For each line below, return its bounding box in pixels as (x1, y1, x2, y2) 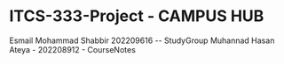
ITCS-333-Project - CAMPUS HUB (9, 6, 264, 26)
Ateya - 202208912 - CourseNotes (9, 44, 136, 54)
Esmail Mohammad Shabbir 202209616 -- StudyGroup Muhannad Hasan (9, 35, 275, 46)
